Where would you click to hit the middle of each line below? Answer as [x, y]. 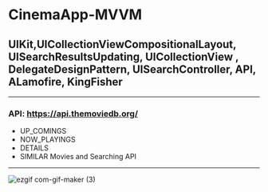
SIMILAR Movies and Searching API [78, 157]
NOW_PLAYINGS [47, 140]
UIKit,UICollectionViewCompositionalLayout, [122, 44]
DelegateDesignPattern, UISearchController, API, [132, 69]
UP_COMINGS [43, 131]
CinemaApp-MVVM [75, 15]
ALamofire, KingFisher [66, 82]
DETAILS [34, 148]
